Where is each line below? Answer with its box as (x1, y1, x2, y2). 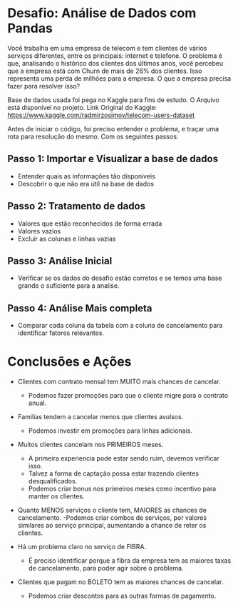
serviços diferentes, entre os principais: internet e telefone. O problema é (7, 51, 223, 60)
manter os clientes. (28, 492, 85, 501)
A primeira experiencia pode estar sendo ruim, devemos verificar (28, 454, 219, 463)
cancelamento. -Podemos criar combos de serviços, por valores (17, 513, 207, 522)
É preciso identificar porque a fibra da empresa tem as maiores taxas (28, 556, 232, 565)
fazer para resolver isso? (7, 81, 81, 90)
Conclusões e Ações (7, 353, 132, 370)
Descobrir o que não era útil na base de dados (17, 179, 155, 188)
